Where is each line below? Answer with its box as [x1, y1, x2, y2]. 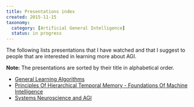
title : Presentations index [6, 8, 75, 15]
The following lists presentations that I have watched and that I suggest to [6, 46, 186, 53]
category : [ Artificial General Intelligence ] [11, 25, 126, 31]
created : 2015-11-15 [6, 14, 57, 20]
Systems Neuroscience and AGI [14, 95, 92, 102]
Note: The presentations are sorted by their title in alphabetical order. [6, 64, 175, 71]
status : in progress [11, 31, 62, 36]
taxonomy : [6, 19, 31, 25]
